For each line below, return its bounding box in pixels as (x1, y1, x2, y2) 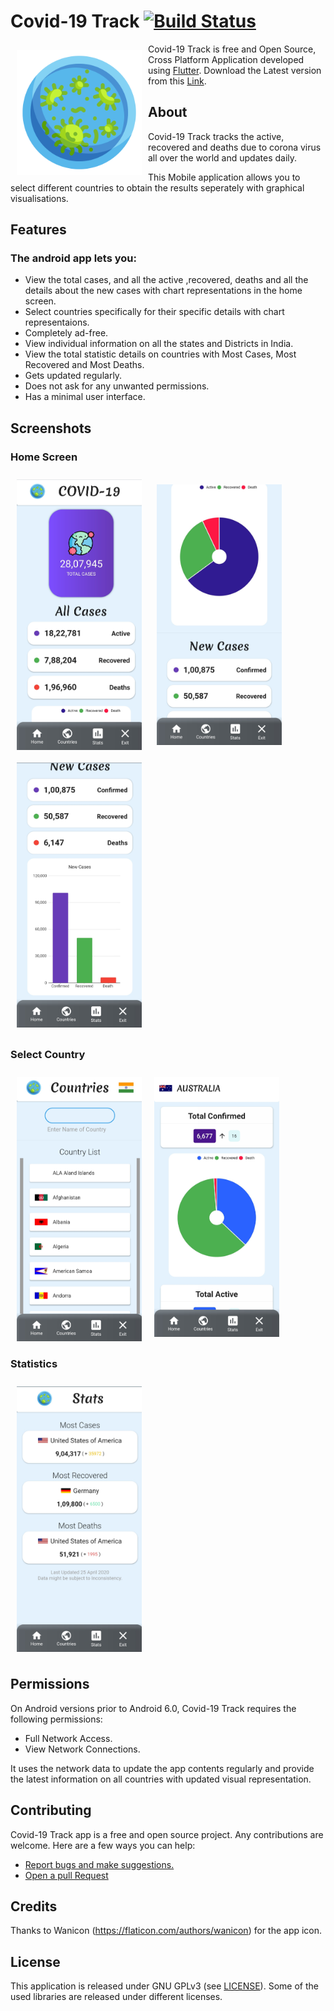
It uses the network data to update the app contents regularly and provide (10, 1762, 315, 1774)
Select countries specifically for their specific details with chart (24, 306, 285, 318)
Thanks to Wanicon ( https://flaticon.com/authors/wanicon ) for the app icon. (10, 1925, 323, 1937)
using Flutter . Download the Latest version (148, 64, 322, 76)
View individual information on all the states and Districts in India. (24, 338, 294, 350)
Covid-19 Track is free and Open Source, (148, 43, 317, 55)
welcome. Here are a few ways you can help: (10, 1839, 196, 1851)
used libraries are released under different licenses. (10, 1991, 223, 2003)
